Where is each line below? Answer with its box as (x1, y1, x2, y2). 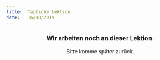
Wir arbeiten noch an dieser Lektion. (46, 34, 155, 43)
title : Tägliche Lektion (6, 8, 70, 15)
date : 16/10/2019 (6, 14, 55, 20)
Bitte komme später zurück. (66, 47, 134, 55)
